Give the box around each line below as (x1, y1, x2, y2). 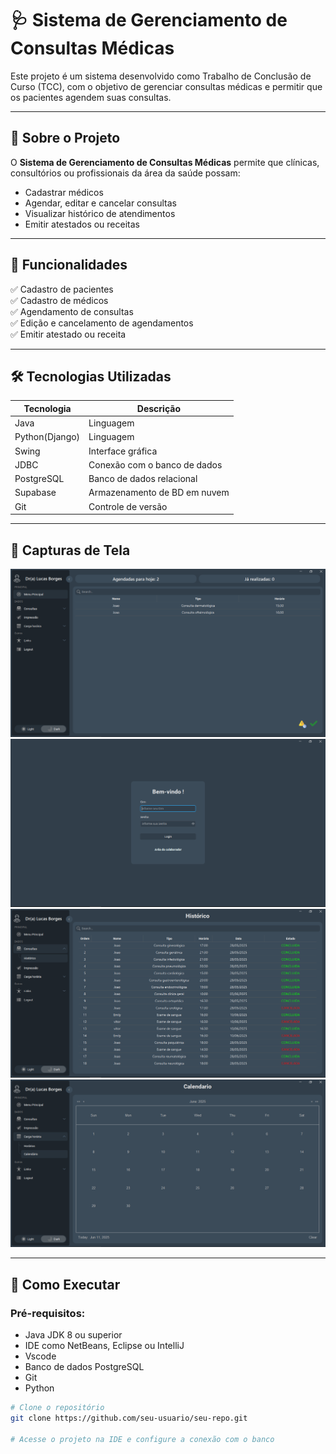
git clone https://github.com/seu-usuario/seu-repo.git (10, 1413, 248, 1423)
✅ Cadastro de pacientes (10, 283, 114, 295)
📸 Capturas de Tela (10, 542, 131, 559)
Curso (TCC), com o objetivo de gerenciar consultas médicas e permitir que (10, 80, 323, 92)
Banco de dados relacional (88, 473, 198, 485)
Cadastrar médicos (24, 186, 104, 198)
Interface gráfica (88, 445, 158, 457)
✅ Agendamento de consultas (10, 305, 134, 317)
